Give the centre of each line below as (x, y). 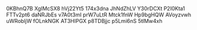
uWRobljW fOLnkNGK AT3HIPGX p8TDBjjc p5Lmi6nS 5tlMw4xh (84, 21)
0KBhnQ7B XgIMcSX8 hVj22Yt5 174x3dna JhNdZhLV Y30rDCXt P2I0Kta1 (96, 9)
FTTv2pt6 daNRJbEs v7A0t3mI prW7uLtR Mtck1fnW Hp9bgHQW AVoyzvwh (99, 15)
